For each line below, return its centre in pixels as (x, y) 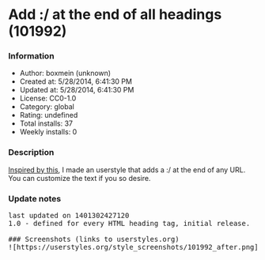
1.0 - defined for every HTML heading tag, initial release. (129, 224)
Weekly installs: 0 (48, 132)
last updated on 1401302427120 (69, 216)
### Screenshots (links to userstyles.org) (94, 239)
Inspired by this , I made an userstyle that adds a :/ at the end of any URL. (127, 170)
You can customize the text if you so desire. (79, 178)
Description (31, 153)
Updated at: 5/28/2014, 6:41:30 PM (77, 90)
